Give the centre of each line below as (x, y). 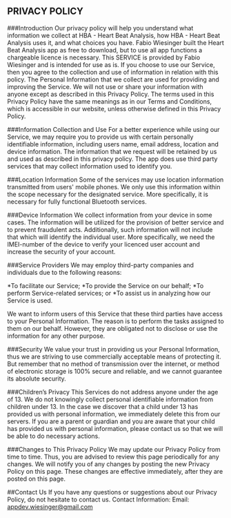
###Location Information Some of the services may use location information (115, 180)
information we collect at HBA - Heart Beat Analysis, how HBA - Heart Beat (114, 35)
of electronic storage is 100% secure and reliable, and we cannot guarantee (115, 371)
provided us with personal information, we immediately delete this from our (114, 414)
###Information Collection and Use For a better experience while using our (113, 129)
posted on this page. (37, 479)
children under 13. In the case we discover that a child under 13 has (103, 406)
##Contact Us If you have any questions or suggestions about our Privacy (112, 492)
